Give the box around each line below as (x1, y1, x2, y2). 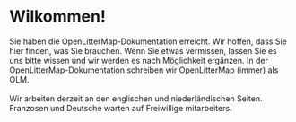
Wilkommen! (9, 6, 106, 27)
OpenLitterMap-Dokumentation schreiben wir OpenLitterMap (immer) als (9, 65, 279, 75)
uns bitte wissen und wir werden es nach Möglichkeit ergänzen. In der (9, 55, 269, 65)
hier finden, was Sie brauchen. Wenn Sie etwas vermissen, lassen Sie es (9, 45, 277, 56)
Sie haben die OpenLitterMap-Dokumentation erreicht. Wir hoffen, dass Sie (9, 36, 287, 47)
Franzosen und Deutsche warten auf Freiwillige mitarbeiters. (9, 102, 232, 113)
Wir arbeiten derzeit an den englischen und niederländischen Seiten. (9, 92, 263, 104)
